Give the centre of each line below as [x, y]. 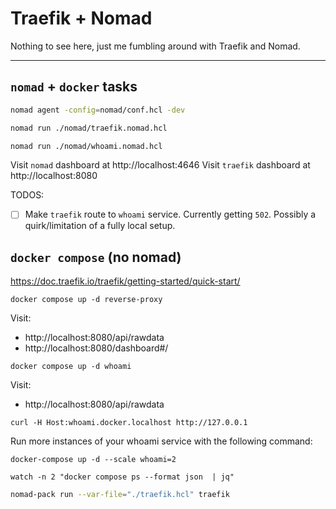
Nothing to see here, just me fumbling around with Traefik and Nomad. [155, 46]
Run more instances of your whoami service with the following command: [161, 441]
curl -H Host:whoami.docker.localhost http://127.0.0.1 [129, 423]
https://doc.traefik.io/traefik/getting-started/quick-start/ [125, 281]
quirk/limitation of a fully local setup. [100, 226]
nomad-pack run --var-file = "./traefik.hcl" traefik [120, 495]
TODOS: [27, 195]
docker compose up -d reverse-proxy [86, 300]
